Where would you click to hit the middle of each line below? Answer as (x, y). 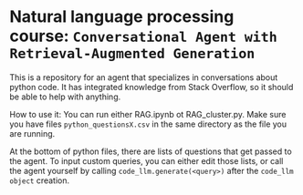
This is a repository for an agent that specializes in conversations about (144, 77)
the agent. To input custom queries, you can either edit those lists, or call (146, 160)
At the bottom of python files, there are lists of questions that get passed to (151, 151)
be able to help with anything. (65, 97)
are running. (32, 133)
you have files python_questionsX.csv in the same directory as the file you (148, 124)
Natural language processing (122, 17)
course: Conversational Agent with (144, 36)
